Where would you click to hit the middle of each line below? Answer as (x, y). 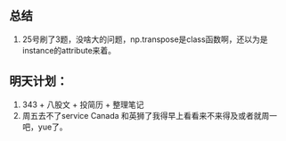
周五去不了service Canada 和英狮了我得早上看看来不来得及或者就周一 (150, 115)
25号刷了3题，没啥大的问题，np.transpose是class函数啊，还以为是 (145, 39)
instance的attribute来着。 (69, 50)
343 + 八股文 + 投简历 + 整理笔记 (83, 104)
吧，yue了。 (45, 127)
